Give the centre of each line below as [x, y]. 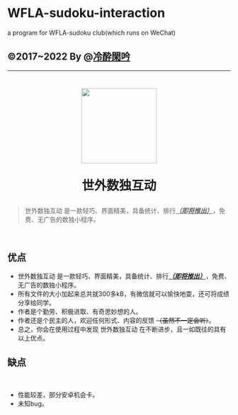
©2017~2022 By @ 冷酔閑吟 [69, 57]
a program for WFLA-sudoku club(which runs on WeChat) [91, 33]
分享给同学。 [36, 302]
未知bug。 [33, 403]
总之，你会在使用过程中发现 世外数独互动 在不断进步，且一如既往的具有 [122, 329]
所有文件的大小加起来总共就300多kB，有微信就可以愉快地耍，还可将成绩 [123, 294]
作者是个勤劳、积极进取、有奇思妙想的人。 [80, 311]
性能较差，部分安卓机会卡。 [58, 394]
